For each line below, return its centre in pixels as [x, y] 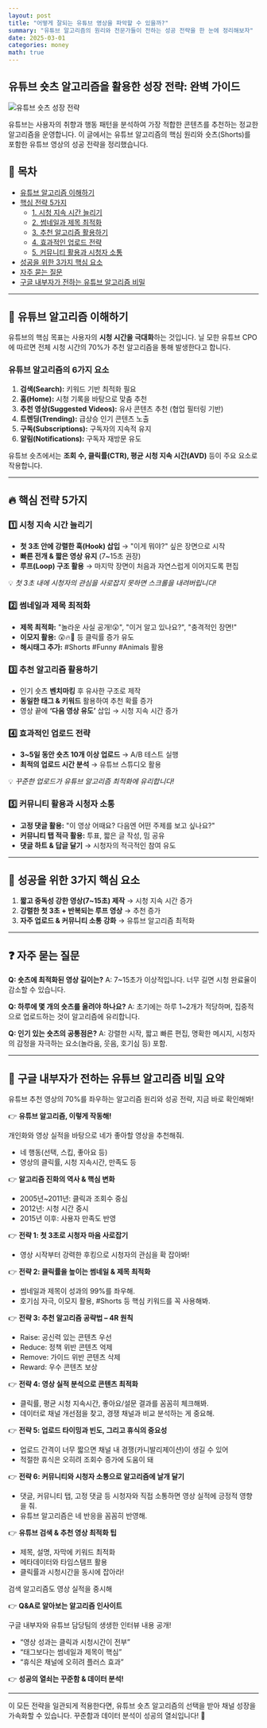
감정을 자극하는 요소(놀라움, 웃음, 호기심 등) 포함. [92, 1044]
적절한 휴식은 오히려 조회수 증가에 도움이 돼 [87, 1460]
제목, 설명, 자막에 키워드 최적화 [68, 1552]
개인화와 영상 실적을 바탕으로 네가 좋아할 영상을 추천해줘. [96, 1135]
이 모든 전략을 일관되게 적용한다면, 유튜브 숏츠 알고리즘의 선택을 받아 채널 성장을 [132, 1706]
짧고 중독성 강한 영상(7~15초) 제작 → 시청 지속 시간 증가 [106, 901]
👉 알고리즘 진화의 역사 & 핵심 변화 [62, 1179]
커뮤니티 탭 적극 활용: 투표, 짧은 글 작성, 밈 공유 [92, 835]
